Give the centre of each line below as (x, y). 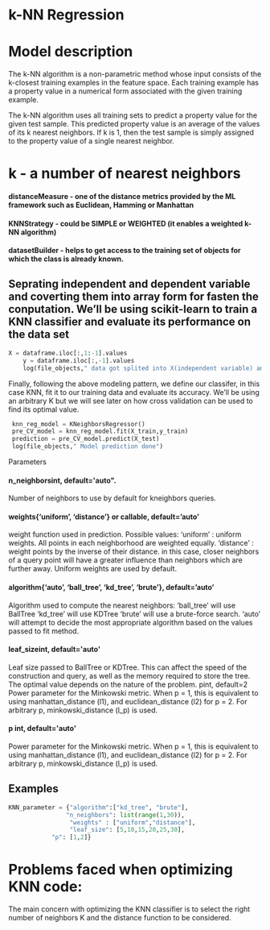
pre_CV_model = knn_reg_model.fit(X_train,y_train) (100, 432)
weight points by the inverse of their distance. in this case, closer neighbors (134, 552)
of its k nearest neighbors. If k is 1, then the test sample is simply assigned (131, 133)
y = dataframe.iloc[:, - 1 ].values (79, 360)
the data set (39, 335)
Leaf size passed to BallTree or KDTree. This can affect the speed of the (128, 667)
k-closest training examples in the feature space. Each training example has (134, 83)
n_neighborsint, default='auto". (62, 480)
